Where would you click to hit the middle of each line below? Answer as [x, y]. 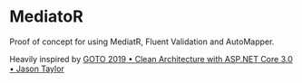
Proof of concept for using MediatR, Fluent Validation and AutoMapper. [142, 41]
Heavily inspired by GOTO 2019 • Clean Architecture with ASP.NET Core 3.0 [151, 59]
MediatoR [46, 17]
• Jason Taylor [37, 69]
